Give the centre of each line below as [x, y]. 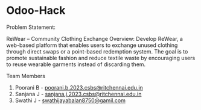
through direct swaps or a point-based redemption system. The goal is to [97, 51]
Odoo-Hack [36, 11]
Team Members [26, 76]
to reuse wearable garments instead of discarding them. [76, 64]
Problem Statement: [31, 27]
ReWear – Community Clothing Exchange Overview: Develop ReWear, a [94, 38]
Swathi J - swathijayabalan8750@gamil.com [70, 100]
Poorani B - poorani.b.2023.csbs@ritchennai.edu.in [79, 87]
